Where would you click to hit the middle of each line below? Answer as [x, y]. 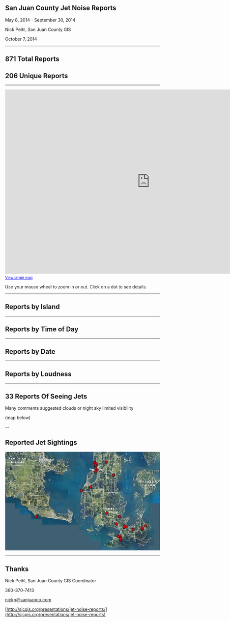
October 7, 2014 [21, 39]
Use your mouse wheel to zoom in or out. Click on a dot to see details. [76, 287]
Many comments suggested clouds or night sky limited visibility [69, 408]
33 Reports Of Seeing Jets [46, 396]
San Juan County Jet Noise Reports [61, 8]
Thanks [17, 569]
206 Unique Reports [37, 76]
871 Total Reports [32, 59]
